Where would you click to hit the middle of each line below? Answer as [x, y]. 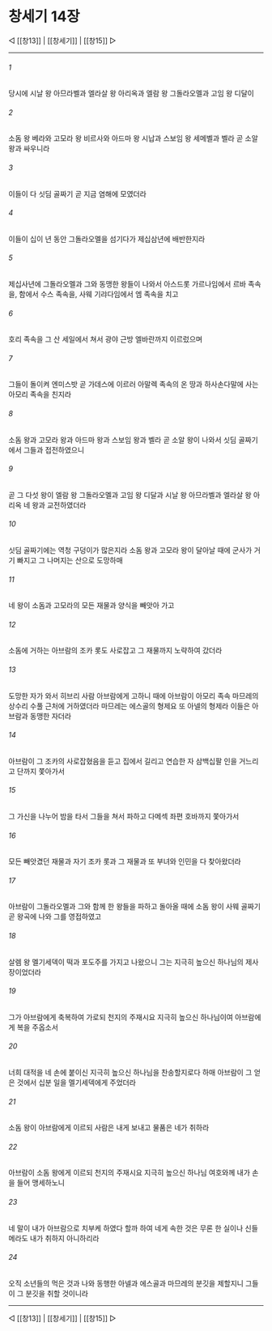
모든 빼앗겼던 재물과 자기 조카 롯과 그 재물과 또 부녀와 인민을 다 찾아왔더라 [125, 861]
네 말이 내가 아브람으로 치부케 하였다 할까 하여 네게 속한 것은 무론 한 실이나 [126, 1228]
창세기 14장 [44, 17]
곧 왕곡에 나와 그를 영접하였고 [55, 916]
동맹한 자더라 [50, 716]
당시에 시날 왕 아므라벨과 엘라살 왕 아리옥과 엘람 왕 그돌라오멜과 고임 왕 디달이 [132, 93]
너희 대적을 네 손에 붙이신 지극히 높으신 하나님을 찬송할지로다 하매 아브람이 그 [130, 1072]
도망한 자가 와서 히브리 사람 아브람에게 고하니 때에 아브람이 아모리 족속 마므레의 [134, 695]
